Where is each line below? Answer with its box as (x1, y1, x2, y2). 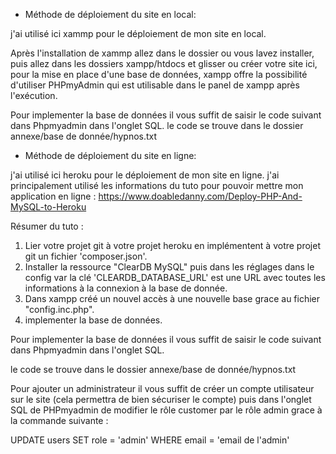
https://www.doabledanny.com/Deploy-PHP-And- (98, 190, 303, 202)
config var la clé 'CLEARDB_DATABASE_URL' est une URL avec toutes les (24, 272, 326, 283)
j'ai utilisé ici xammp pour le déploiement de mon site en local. (10, 28, 267, 39)
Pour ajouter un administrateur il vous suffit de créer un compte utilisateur (10, 383, 315, 394)
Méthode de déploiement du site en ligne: (24, 150, 197, 161)
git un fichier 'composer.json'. (24, 250, 148, 262)
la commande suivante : (10, 415, 109, 426)
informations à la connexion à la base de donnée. (24, 282, 228, 294)
